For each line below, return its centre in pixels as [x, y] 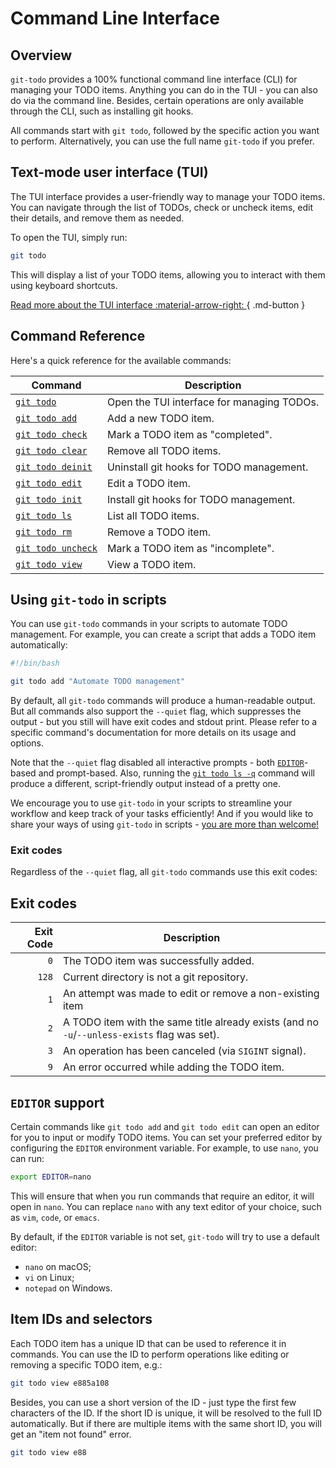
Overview [41, 55]
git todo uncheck [56, 548]
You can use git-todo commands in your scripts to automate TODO [149, 624]
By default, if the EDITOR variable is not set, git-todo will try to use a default [165, 1236]
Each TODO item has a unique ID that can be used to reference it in [148, 1343]
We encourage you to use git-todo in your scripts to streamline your [151, 803]
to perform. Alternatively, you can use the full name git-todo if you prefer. [162, 141]
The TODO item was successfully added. [158, 961]
